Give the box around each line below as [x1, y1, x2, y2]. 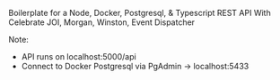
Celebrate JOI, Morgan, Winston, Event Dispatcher [8, 17, 195, 28]
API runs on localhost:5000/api [21, 52, 136, 61]
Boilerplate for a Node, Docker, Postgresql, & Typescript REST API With [8, 8, 271, 18]
